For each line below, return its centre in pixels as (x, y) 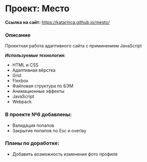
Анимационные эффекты (38, 91)
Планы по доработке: (32, 143)
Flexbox (20, 81)
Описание (18, 35)
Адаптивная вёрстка (34, 70)
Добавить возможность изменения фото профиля (65, 154)
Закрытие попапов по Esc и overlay (49, 130)
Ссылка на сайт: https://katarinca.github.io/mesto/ (57, 22)
